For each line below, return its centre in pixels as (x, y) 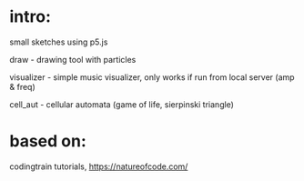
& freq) (23, 86)
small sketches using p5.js (59, 42)
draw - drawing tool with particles (73, 59)
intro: (30, 17)
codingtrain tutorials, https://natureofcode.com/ (99, 166)
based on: (48, 141)
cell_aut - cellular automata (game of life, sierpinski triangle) (122, 104)
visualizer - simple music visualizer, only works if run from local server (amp (152, 77)
